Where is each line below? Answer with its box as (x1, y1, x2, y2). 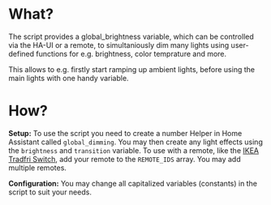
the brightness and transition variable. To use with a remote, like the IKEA (8, 145, 260, 155)
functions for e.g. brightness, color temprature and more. (36, 49, 227, 58)
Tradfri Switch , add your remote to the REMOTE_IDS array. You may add (8, 154, 241, 164)
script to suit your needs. (8, 187, 92, 197)
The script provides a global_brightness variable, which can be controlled (8, 32, 254, 41)
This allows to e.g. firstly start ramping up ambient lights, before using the (8, 64, 256, 74)
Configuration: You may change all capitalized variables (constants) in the (8, 178, 258, 188)
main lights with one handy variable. (8, 73, 129, 83)
